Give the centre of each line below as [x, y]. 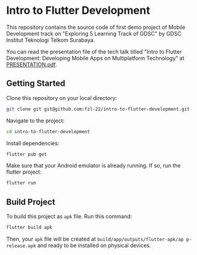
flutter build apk [29, 228]
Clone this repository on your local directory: [62, 98]
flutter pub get [27, 154]
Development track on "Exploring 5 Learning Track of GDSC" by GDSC [94, 33]
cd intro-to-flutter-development [48, 131]
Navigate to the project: [36, 121]
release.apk [21, 246]
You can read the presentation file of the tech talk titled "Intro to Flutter [94, 51]
